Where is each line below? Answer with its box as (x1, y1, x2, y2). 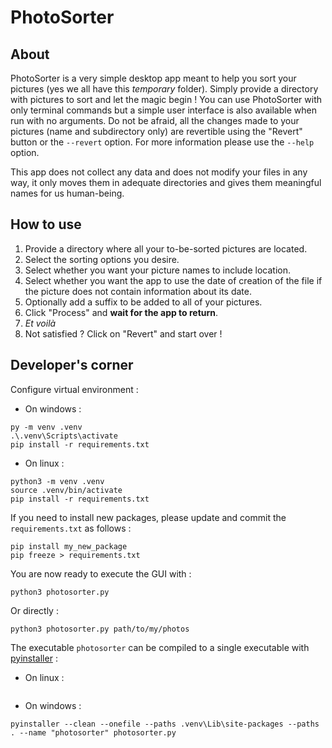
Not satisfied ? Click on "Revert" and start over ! (24, 327, 223, 340)
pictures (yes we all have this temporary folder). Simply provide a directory (10, 83, 319, 95)
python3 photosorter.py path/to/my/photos (10, 624, 190, 634)
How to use (10, 216, 82, 233)
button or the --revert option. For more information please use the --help (10, 136, 315, 148)
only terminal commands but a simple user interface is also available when (10, 104, 317, 116)
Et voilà (24, 317, 57, 329)
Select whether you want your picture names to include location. (24, 264, 291, 276)
